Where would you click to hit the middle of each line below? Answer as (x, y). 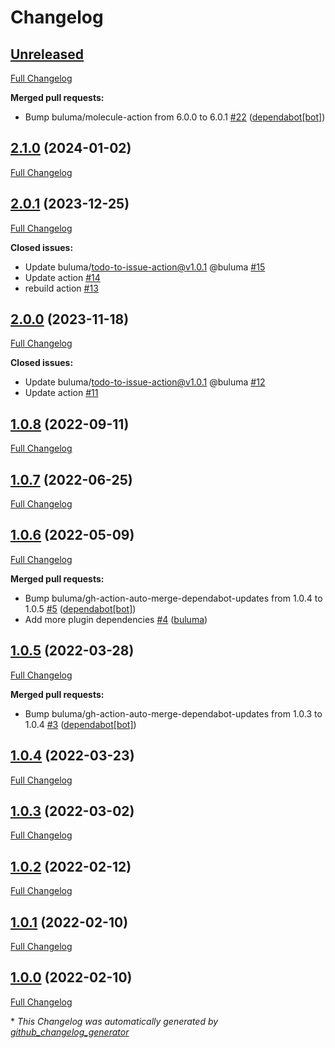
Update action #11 (61, 393)
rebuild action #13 (61, 288)
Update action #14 (62, 277)
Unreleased (47, 54)
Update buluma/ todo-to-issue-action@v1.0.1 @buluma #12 (145, 382)
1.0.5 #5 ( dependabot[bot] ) (80, 608)
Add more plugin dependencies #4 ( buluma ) (116, 619)
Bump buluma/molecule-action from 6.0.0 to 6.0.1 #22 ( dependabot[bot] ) (175, 117)
